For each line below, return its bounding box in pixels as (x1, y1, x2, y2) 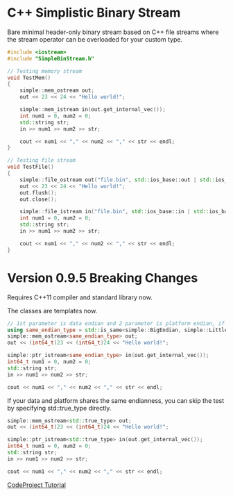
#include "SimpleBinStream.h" (7, 55, 95, 62)
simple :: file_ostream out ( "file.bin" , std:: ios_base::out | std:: (19, 176, 216, 183)
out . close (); (19, 196, 58, 203)
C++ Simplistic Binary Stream (7, 5, 181, 21)
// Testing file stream (7, 157, 76, 164)
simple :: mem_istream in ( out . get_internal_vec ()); (19, 106, 166, 113)
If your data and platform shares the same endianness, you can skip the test (7, 396, 225, 404)
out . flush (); (19, 189, 58, 196)
